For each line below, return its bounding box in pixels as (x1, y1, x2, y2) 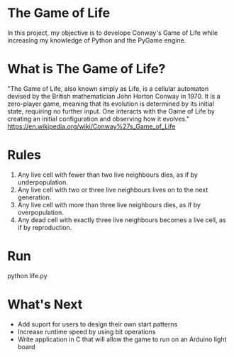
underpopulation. (17, 177, 69, 186)
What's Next (7, 296, 83, 312)
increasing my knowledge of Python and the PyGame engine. (7, 35, 186, 44)
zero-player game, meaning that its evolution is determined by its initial (7, 99, 215, 108)
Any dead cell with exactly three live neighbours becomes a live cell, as (17, 215, 226, 224)
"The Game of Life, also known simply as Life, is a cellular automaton (7, 84, 209, 93)
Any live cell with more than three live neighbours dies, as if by (17, 200, 201, 209)
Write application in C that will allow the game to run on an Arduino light (17, 335, 227, 344)
